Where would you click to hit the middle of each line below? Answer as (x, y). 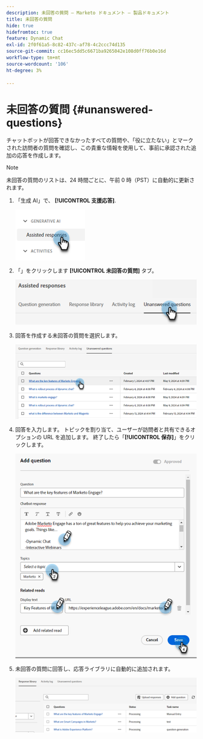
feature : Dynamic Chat (35, 39)
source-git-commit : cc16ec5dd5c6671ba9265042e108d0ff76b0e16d (86, 52)
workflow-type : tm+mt (34, 58)
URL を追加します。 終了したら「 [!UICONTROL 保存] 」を (114, 437)
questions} (34, 123)
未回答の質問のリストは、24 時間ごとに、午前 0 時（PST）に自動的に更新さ (101, 180)
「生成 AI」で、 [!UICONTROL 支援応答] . (66, 201)
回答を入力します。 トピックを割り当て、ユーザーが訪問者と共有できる (103, 430)
